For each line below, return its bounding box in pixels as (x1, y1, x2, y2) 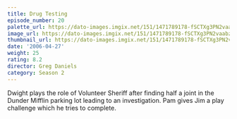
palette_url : (7, 23, 46, 30)
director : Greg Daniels (7, 63, 78, 70)
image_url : (7, 30, 39, 37)
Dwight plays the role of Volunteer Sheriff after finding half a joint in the (7, 89, 214, 97)
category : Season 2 (7, 69, 65, 76)
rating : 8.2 (7, 56, 42, 63)
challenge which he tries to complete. (7, 104, 116, 112)
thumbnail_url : (7, 37, 52, 44)
